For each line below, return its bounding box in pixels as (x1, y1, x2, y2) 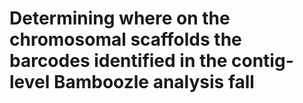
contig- (231, 50, 294, 72)
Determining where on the (9, 7, 231, 30)
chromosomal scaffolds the (9, 28, 242, 51)
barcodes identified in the (9, 50, 228, 72)
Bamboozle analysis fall (53, 71, 255, 94)
